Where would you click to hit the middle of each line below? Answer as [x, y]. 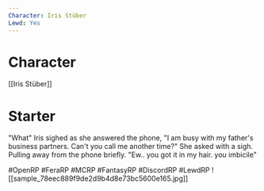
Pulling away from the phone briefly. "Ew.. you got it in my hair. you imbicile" [133, 155]
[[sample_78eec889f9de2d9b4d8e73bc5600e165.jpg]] [98, 178]
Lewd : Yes [25, 23]
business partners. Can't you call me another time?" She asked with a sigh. [131, 147]
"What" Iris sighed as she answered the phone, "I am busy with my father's [131, 138]
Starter [32, 116]
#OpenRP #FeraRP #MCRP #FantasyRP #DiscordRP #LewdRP [109, 170]
